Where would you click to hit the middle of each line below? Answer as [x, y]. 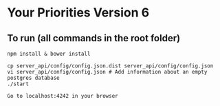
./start [18, 84]
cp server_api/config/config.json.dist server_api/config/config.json [110, 66]
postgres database [33, 78]
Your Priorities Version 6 [78, 13]
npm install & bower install [49, 54]
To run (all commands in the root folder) [94, 38]
